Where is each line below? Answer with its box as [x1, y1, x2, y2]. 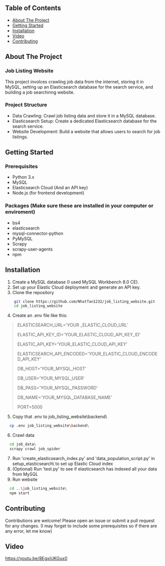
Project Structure [5, 102, 47, 108]
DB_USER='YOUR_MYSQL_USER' [17, 375, 85, 381]
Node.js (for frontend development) [12, 190, 85, 196]
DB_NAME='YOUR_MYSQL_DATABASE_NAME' [17, 395, 112, 401]
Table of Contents [5, 4, 62, 12]
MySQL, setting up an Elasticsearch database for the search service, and [5, 84, 154, 90]
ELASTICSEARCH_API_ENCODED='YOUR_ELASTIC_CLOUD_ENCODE [17, 351, 158, 357]
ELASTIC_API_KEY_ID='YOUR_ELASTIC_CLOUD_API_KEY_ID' [17, 332, 141, 338]
